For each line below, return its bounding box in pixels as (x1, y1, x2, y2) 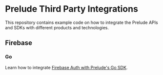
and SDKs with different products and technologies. (5, 24, 109, 30)
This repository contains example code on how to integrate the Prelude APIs (5, 19, 158, 25)
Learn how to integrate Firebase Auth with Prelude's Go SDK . (5, 64, 128, 70)
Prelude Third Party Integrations (5, 3, 138, 15)
